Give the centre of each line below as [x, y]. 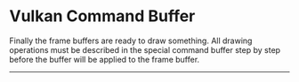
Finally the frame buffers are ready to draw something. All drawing [131, 41]
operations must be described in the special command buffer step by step [145, 49]
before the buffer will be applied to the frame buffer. [105, 59]
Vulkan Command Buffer [102, 16]
